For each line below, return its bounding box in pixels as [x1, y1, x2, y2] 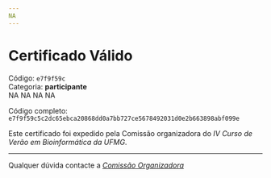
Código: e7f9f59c [8, 73, 66, 83]
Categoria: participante [8, 81, 87, 91]
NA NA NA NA [8, 90, 56, 100]
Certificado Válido [8, 46, 133, 64]
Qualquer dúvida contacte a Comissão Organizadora [8, 160, 184, 170]
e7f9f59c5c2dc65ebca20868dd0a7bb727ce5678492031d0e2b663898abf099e [8, 114, 240, 122]
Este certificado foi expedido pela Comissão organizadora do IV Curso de [8, 128, 252, 138]
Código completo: [8, 106, 69, 115]
